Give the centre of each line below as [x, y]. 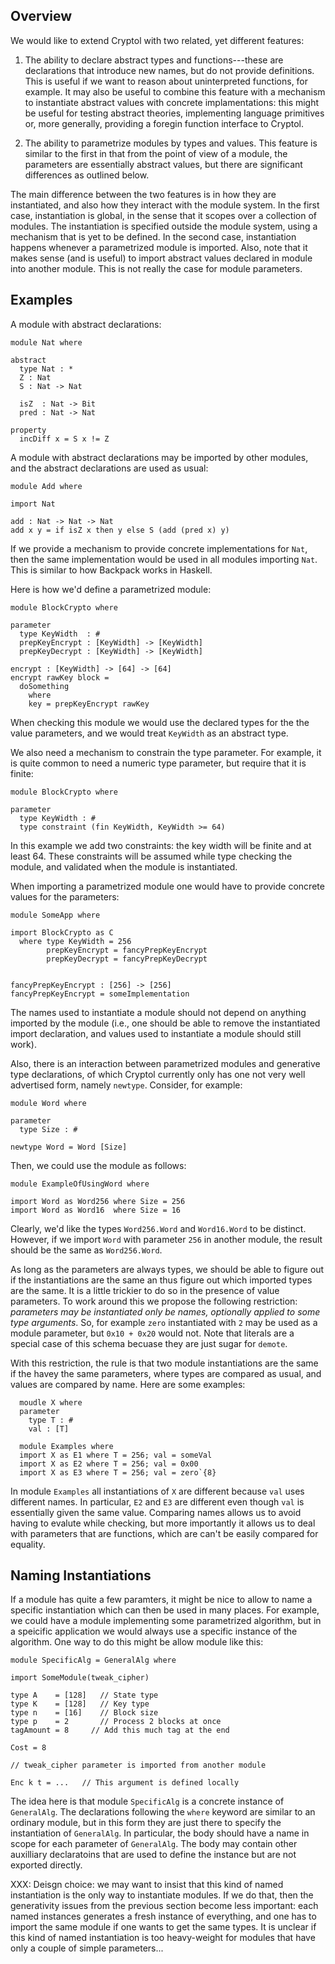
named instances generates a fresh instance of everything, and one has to [163, 1916]
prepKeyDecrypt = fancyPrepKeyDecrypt [127, 959]
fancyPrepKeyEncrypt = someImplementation [100, 994]
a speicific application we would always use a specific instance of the [154, 1631]
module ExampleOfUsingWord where [80, 1184]
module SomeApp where [55, 915]
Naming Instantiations [81, 1575]
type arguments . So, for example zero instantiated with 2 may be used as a [164, 1322]
